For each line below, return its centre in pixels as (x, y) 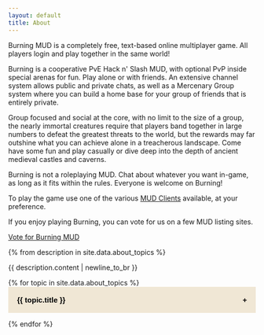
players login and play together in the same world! (89, 53)
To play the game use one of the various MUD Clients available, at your (123, 198)
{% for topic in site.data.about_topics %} (74, 282)
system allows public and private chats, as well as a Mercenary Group (121, 85)
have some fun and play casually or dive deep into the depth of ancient (123, 151)
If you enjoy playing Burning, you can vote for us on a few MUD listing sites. (131, 222)
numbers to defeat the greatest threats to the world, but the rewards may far (132, 134)
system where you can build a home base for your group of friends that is (127, 94)
